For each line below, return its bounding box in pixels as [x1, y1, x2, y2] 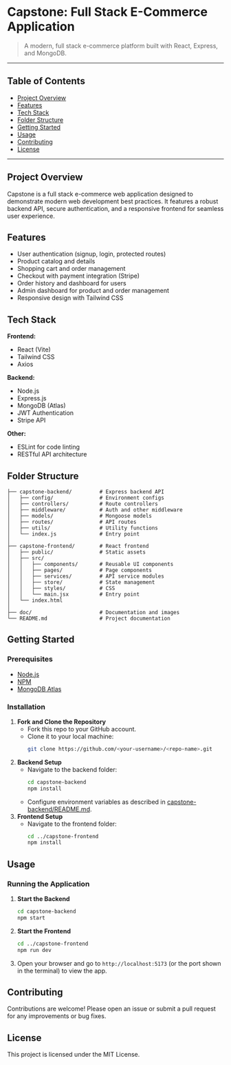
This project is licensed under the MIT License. [7, 1051, 140, 1059]
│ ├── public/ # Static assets [7, 549, 146, 556]
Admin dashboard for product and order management [16, 287, 170, 295]
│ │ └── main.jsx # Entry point [7, 591, 140, 598]
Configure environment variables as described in [27, 798, 166, 806]
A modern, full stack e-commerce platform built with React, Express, [23, 41, 219, 50]
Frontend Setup [16, 812, 63, 820]
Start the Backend [16, 895, 70, 903]
